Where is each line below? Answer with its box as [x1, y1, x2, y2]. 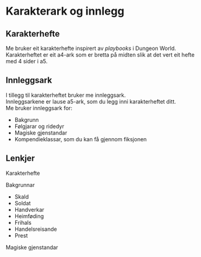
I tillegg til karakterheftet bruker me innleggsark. [5, 91, 126, 99]
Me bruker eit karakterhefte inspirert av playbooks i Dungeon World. [5, 44, 177, 52]
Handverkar [14, 206, 45, 213]
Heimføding [14, 212, 44, 220]
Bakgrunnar [5, 181, 35, 188]
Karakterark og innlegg [5, 4, 125, 18]
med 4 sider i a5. [5, 58, 48, 65]
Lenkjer [5, 153, 35, 164]
